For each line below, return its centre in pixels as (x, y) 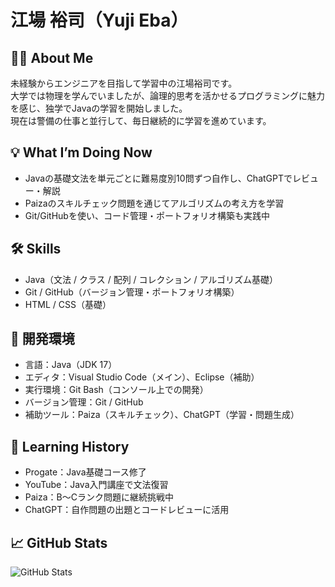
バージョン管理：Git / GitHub (84, 402)
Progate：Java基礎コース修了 (85, 472)
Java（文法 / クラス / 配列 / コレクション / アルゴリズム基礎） (151, 279)
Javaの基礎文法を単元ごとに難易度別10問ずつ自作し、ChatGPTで (158, 178)
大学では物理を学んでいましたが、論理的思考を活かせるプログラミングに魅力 (168, 95)
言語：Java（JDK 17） (71, 365)
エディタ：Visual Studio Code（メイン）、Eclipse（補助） (142, 377)
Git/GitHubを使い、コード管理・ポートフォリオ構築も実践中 (147, 215)
